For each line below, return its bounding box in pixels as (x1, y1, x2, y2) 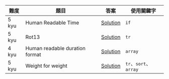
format (25, 51, 41, 58)
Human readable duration (25, 45, 86, 51)
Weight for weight (25, 62, 68, 69)
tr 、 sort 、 (125, 60, 151, 67)
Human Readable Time (25, 19, 79, 26)
